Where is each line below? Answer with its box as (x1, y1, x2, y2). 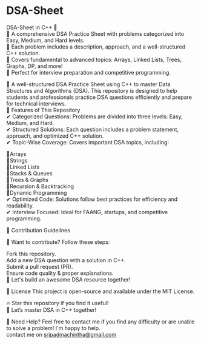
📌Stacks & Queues (6, 169, 53, 177)
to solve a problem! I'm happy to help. (6, 324, 101, 331)
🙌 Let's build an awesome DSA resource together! (6, 275, 131, 283)
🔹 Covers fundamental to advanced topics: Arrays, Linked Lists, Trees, (6, 56, 182, 63)
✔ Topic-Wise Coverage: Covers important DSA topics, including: (6, 138, 170, 146)
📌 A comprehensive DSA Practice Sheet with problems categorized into (6, 30, 185, 37)
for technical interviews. (6, 99, 67, 107)
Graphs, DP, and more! (6, 62, 63, 70)
